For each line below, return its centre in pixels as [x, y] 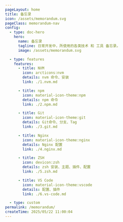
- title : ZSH [31, 158]
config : [13, 28]
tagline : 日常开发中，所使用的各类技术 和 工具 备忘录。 [69, 46]
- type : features [27, 59]
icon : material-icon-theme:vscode [57, 185]
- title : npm [31, 91]
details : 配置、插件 [42, 189]
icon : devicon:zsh [41, 162]
